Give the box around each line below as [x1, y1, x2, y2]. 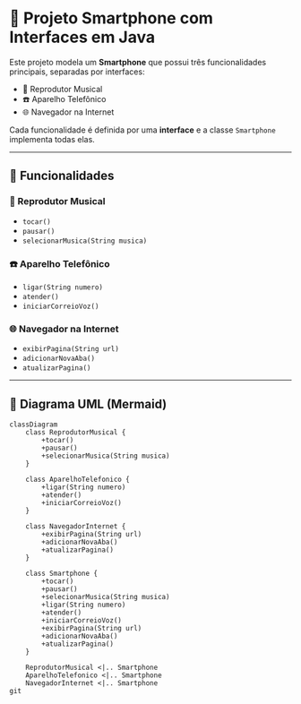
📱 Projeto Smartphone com [9, 8, 213, 29]
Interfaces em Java [9, 27, 155, 47]
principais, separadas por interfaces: [9, 66, 145, 77]
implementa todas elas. [9, 133, 96, 144]
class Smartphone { [25, 569, 99, 579]
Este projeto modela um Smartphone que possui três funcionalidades [9, 56, 267, 67]
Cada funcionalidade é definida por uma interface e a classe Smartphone [9, 124, 276, 135]
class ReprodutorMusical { [25, 428, 126, 437]
